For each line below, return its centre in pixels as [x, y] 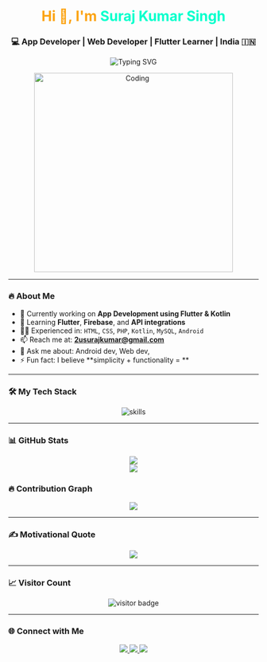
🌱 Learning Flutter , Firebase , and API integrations [103, 322]
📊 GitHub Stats [39, 440]
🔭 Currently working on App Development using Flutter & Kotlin [125, 313]
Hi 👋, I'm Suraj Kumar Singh [133, 16]
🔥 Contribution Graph [50, 489]
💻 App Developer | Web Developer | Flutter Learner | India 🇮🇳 [133, 41]
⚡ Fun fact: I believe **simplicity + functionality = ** [104, 360]
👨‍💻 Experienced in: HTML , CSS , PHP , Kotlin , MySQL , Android [112, 331]
